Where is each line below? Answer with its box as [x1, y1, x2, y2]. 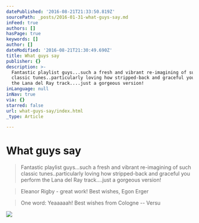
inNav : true [6, 91, 36, 97]
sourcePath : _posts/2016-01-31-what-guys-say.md [6, 14, 129, 20]
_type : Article [6, 113, 44, 119]
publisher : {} [6, 58, 41, 64]
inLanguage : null [6, 86, 49, 92]
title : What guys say [6, 53, 60, 59]
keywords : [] [6, 36, 38, 42]
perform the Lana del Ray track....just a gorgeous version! [20, 176, 162, 184]
